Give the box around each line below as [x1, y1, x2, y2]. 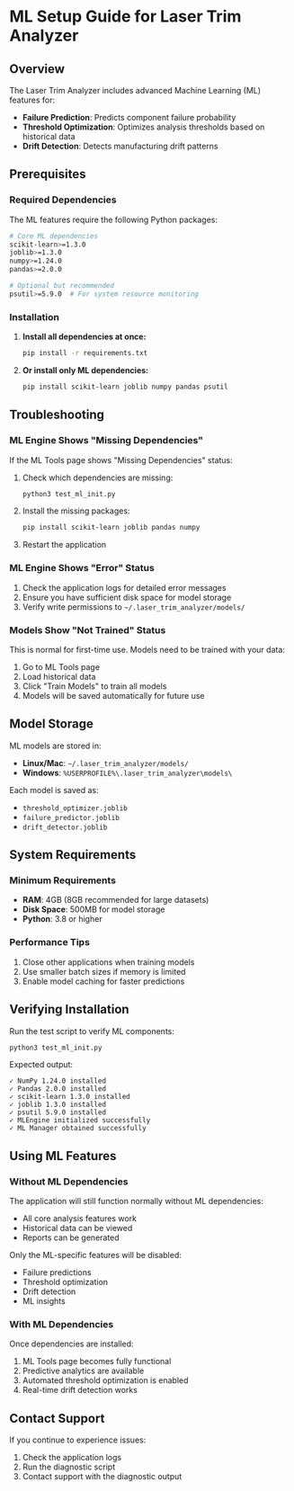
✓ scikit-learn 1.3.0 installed [9, 1093, 130, 1102]
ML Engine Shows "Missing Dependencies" [9, 434, 204, 447]
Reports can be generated [22, 1232, 120, 1243]
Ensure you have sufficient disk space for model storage [22, 592, 232, 603]
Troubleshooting [9, 407, 105, 423]
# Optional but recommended [9, 281, 115, 290]
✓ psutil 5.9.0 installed [9, 1108, 106, 1117]
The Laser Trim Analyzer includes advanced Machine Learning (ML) [9, 85, 262, 95]
